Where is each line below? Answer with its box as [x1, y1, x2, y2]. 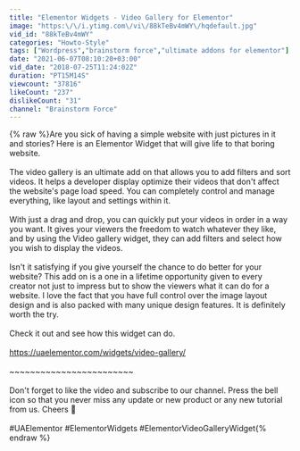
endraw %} [9, 432, 51, 443]
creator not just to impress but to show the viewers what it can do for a [9, 280, 270, 291]
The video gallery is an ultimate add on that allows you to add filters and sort [9, 167, 291, 178]
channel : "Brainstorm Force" [9, 104, 118, 113]
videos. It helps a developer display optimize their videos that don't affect [9, 176, 279, 188]
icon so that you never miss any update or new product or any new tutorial [9, 395, 283, 405]
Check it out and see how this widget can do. [9, 328, 176, 339]
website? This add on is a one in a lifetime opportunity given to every [9, 271, 263, 282]
